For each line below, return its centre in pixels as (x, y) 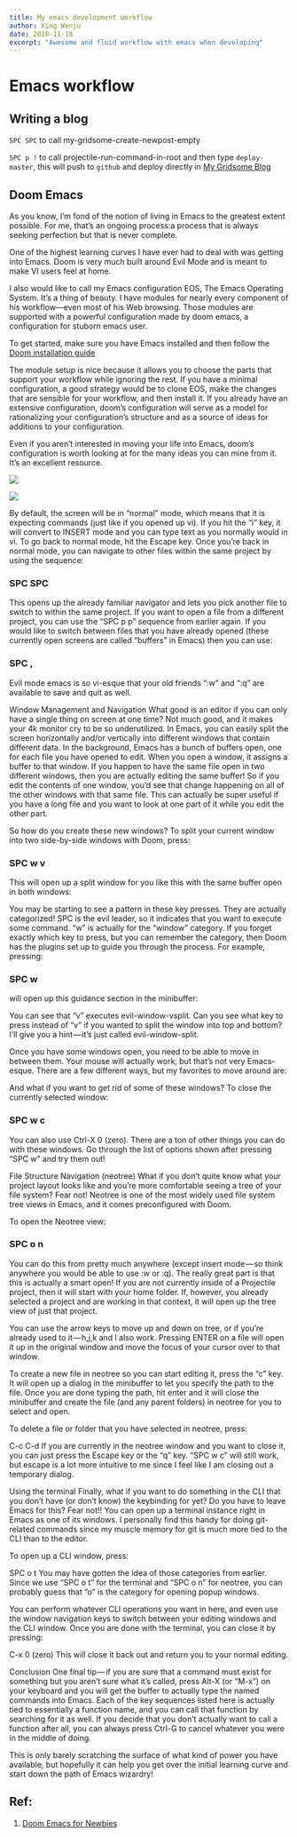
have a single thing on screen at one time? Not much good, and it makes (141, 719)
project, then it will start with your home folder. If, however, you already (139, 1292)
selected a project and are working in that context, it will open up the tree (143, 1301)
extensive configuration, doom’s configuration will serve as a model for (139, 408)
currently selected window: (59, 1097)
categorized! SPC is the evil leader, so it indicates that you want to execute (145, 918)
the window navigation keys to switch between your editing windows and (143, 1618)
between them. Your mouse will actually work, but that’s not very (127, 1062)
